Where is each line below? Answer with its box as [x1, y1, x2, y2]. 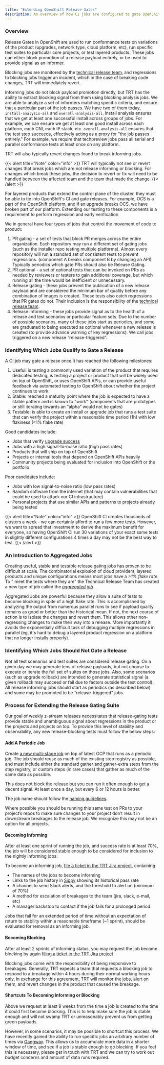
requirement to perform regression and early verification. [5, 211, 120, 217]
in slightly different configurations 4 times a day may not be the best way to [5, 534, 157, 540]
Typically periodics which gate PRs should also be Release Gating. [12, 262, 146, 267]
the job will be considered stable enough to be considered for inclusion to [5, 848, 153, 854]
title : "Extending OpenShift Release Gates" [5, 7, 97, 12]
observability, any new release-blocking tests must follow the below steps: [5, 728, 155, 734]
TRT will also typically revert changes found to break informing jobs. [5, 150, 143, 157]
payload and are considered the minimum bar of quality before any [12, 288, 147, 293]
